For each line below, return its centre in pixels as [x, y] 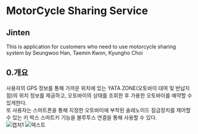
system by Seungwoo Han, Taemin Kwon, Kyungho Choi [74, 53]
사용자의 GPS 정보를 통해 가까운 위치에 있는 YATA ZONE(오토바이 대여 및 [90, 88]
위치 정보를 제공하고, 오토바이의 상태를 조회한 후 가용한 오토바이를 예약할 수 [106, 95]
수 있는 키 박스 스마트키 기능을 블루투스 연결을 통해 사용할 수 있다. [82, 117]
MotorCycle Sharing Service [77, 11]
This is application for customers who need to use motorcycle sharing [91, 46]
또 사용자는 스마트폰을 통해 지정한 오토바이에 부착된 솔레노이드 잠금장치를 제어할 [98, 110]
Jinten [18, 33]
